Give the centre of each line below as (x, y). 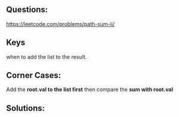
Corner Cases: (34, 75)
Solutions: (26, 108)
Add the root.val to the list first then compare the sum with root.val (90, 90)
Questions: (27, 10)
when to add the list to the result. (47, 57)
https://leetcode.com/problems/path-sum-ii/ (60, 24)
